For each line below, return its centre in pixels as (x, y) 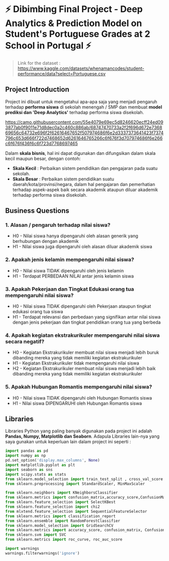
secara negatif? (25, 341)
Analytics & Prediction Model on (74, 23)
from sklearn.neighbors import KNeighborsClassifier (62, 493)
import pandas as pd (27, 451)
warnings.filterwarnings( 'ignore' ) (43, 553)
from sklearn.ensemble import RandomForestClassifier (63, 521)
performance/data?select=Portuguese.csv (61, 73)
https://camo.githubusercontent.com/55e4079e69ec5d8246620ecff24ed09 (84, 122)
